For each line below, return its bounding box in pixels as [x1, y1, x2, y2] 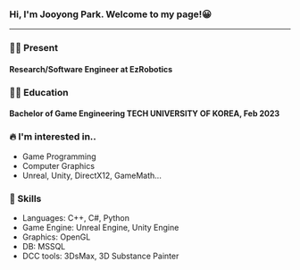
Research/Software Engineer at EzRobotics [9, 63, 173, 74]
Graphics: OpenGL [21, 232, 91, 242]
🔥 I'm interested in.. [9, 131, 96, 143]
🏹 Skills [9, 192, 42, 205]
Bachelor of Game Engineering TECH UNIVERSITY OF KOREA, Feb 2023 [9, 108, 280, 119]
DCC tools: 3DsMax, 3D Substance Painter [21, 250, 179, 261]
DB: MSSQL [21, 240, 66, 251]
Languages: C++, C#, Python [21, 212, 130, 223]
